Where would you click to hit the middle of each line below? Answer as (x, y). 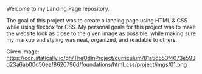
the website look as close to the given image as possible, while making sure (101, 33)
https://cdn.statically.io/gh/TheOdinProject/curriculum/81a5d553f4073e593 (101, 58)
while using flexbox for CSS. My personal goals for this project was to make (101, 27)
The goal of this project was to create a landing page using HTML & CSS (97, 20)
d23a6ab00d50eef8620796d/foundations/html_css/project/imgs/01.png (97, 64)
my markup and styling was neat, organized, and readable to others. (92, 40)
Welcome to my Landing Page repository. (58, 9)
